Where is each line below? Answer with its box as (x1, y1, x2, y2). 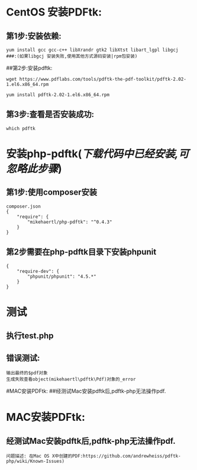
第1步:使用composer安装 (6, 188, 98, 198)
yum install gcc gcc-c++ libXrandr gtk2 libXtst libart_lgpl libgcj (6, 47, 179, 53)
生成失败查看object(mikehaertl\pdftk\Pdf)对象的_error (6, 376, 136, 383)
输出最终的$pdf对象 (6, 370, 48, 376)
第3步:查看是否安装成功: (6, 109, 95, 119)
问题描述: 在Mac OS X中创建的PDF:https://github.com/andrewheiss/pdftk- (6, 453, 182, 459)
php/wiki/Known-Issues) (6, 458, 65, 465)
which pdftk (6, 125, 35, 131)
